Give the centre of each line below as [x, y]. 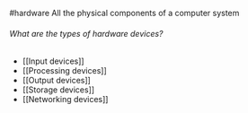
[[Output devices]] [57, 81]
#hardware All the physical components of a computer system [124, 13]
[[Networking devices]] [65, 100]
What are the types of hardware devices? [86, 33]
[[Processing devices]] [64, 71]
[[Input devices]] [53, 61]
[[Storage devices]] [58, 90]
